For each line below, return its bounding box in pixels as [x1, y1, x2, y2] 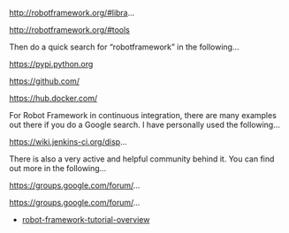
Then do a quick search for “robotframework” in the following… [9, 41, 240, 52]
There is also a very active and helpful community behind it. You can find [9, 154, 275, 164]
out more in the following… [9, 163, 107, 173]
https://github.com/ [9, 76, 80, 86]
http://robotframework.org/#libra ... [9, 8, 135, 18]
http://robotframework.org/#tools [9, 25, 131, 34]
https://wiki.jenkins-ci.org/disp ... [9, 137, 127, 147]
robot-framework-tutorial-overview [21, 214, 150, 224]
